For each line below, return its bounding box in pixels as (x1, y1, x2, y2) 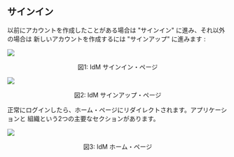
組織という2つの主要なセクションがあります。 (27, 114, 160, 123)
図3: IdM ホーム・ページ (83, 142, 153, 151)
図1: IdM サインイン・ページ (77, 62, 158, 71)
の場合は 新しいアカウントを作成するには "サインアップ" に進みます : (7, 34, 206, 43)
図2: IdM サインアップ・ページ (74, 90, 162, 99)
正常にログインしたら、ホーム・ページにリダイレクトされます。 (7, 105, 191, 114)
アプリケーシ (190, 105, 228, 114)
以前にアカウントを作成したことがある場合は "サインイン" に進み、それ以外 (7, 26, 226, 34)
